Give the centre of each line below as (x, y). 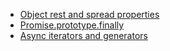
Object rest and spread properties (89, 14)
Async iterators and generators (83, 35)
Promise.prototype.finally (72, 25)
